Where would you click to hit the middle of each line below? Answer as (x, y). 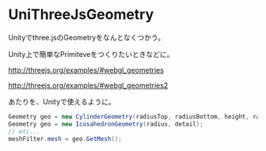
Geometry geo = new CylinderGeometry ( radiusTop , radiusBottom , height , (129, 116)
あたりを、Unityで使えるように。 (62, 101)
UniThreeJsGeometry (81, 15)
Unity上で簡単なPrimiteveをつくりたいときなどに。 (91, 54)
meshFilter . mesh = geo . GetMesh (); (65, 139)
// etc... (25, 131)
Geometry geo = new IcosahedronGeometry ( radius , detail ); (106, 124)
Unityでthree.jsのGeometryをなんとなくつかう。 (86, 37)
